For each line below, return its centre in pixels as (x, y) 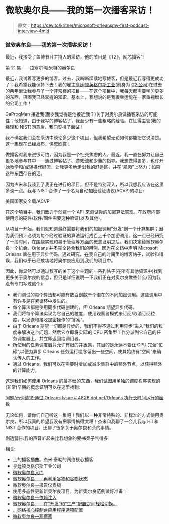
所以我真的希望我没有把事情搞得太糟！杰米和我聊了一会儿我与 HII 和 (89, 421)
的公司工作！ (18, 103)
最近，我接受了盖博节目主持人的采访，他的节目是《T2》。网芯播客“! (75, 57)
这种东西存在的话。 (25, 173)
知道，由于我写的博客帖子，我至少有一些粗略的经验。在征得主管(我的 (90, 121)
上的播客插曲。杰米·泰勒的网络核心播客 (53, 460)
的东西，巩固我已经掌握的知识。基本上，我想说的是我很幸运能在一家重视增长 (84, 97)
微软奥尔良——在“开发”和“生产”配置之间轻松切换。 (65, 504)
